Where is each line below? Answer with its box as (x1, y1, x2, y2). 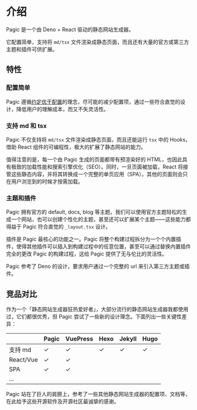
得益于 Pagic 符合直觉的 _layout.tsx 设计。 (6, 223, 111, 230)
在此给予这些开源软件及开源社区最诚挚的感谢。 (6, 398, 119, 405)
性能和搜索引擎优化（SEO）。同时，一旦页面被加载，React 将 (36, 163, 184, 170)
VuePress (65, 335, 94, 343)
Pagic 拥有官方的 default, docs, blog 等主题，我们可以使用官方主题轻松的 (6, 209, 182, 216)
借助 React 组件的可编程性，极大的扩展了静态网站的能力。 (6, 143, 147, 150)
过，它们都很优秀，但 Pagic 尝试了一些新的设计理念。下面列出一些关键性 (6, 313, 182, 320)
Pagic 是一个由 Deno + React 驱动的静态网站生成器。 (6, 26, 134, 33)
